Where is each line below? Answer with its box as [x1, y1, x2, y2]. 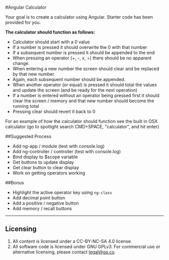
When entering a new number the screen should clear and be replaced [12, 66, 159, 72]
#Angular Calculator [5, 5, 47, 10]
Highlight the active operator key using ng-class [12, 189, 112, 196]
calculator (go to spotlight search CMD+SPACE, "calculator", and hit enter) [5, 123, 159, 129]
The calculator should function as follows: [5, 29, 96, 35]
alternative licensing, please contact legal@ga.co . [12, 249, 116, 255]
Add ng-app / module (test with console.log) [12, 143, 105, 149]
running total [12, 103, 39, 109]
